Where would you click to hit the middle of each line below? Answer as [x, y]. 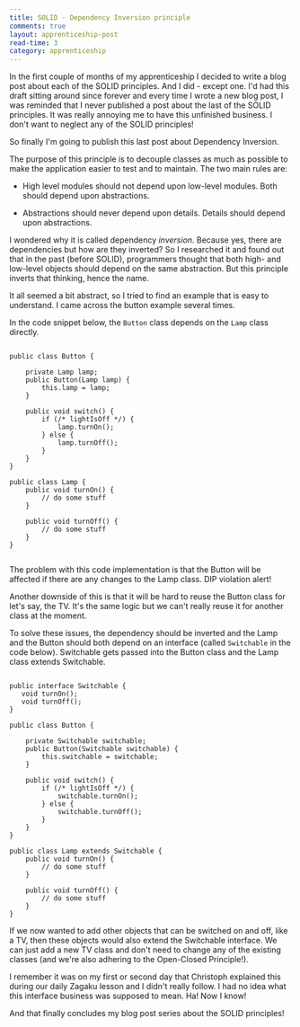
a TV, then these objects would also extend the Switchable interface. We [143, 941]
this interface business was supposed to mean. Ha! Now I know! [128, 996]
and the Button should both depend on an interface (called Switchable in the [150, 642]
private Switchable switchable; [86, 741]
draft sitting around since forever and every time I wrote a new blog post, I [146, 96]
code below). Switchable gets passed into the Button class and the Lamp [144, 652]
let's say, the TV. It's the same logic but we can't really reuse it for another [147, 606]
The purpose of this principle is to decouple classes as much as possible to [149, 159]
